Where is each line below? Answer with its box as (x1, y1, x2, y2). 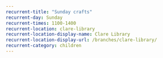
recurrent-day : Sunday (5, 14, 63, 21)
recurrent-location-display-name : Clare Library (5, 31, 130, 37)
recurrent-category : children (5, 43, 82, 49)
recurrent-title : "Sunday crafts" (5, 8, 93, 15)
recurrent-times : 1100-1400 (5, 20, 77, 26)
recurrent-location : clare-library (5, 25, 95, 32)
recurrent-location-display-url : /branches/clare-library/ (5, 37, 158, 43)
